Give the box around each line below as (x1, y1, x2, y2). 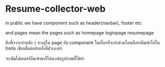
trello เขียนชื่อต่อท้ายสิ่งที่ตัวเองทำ (5, 45, 62, 51)
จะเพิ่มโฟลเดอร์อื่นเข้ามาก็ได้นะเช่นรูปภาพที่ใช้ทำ (5, 55, 84, 61)
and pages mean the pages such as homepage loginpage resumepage (5, 29, 154, 36)
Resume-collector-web (5, 3, 106, 15)
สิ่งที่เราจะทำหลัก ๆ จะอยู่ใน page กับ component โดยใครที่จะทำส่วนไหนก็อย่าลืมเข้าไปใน (5, 39, 160, 46)
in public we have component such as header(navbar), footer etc (5, 20, 142, 26)
